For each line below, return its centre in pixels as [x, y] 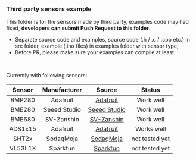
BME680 [23, 120]
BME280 [23, 110]
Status [150, 90]
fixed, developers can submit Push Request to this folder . [78, 28]
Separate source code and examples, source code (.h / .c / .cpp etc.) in [102, 40]
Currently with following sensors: [47, 76]
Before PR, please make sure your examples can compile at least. [95, 52]
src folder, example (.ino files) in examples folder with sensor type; [97, 46]
